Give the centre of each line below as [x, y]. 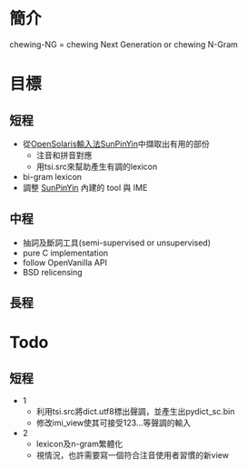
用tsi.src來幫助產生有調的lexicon [97, 166]
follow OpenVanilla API [64, 262]
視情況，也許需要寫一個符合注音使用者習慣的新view [133, 455]
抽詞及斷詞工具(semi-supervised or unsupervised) [117, 243]
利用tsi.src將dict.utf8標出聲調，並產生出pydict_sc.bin [135, 412]
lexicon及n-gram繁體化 [79, 444]
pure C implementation [65, 253]
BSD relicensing [53, 272]
